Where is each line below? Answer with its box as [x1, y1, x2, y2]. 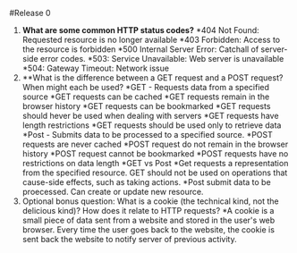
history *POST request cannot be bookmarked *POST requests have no [21, 148, 289, 159]
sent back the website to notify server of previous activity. [21, 234, 237, 244]
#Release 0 [9, 8, 51, 18]
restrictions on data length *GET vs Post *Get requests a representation [21, 158, 289, 168]
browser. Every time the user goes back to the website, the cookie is [21, 224, 276, 235]
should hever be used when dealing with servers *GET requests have [21, 111, 279, 121]
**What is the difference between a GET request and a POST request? [21, 72, 284, 83]
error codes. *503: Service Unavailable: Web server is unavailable [39, 54, 284, 63]
